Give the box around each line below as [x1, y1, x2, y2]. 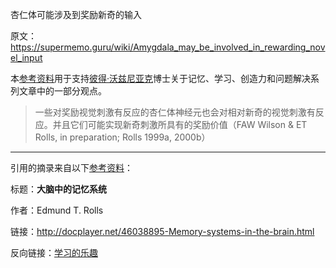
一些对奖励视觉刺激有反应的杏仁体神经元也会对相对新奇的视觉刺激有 [34, 106, 316, 118]
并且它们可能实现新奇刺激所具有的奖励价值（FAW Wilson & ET [52, 119, 308, 130]
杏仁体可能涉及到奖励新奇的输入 [10, 9, 142, 20]
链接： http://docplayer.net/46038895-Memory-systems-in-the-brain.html [10, 226, 315, 237]
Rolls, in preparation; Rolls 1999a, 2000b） [34, 131, 211, 143]
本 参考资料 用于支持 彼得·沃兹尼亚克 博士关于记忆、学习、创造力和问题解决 [10, 73, 312, 84]
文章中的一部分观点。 [18, 85, 107, 97]
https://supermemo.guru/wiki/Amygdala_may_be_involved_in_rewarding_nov [10, 41, 326, 53]
